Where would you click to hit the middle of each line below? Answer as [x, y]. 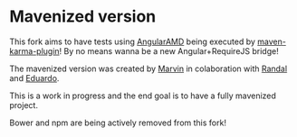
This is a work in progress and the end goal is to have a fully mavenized [143, 96]
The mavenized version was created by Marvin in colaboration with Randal [148, 68]
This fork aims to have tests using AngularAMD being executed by [133, 41]
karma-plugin [35, 50]
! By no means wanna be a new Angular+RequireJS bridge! [169, 50]
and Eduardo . [34, 78]
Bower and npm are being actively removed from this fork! [118, 123]
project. [24, 105]
